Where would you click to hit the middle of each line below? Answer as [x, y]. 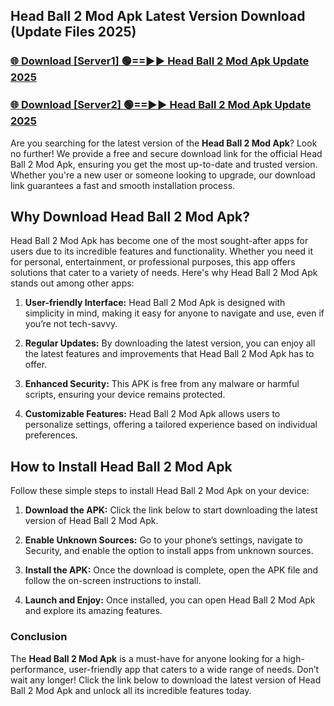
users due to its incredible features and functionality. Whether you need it [161, 251]
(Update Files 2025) [73, 32]
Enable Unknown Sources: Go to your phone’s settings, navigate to [164, 540]
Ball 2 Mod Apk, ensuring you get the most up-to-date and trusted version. [164, 164]
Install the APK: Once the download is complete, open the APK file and [171, 570]
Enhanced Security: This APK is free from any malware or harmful [162, 384]
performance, [38, 669]
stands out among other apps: [72, 283]
